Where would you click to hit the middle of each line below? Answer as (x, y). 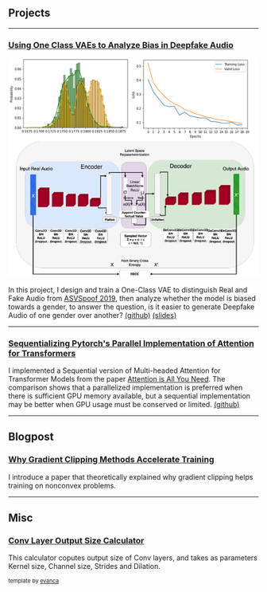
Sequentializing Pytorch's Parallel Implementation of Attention (131, 343)
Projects (29, 13)
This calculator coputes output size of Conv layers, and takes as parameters (133, 558)
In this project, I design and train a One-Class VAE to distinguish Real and (128, 289)
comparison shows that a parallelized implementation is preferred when (126, 388)
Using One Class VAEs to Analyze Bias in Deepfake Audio (121, 45)
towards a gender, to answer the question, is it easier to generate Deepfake (132, 307)
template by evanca (34, 581)
